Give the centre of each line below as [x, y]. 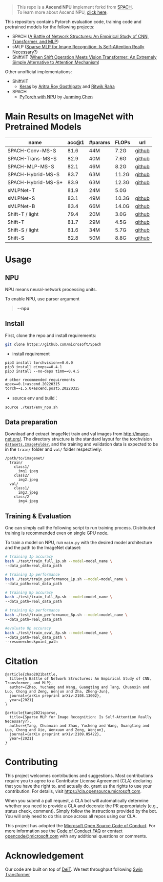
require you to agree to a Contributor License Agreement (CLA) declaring [79, 781]
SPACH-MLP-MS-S [31, 167]
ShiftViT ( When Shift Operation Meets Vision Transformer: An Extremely [84, 57]
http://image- [137, 434]
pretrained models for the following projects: [50, 27]
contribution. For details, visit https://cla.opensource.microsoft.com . [73, 791]
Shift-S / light [23, 230]
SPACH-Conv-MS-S [32, 150]
